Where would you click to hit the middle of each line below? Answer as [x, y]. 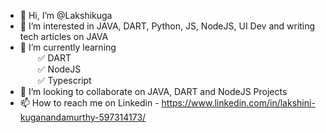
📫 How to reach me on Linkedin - [89, 103]
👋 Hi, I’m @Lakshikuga [66, 15]
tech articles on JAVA [64, 36]
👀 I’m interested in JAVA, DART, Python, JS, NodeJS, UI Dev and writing [167, 26]
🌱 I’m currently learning [68, 47]
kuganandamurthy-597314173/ [83, 117]
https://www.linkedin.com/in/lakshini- [238, 103]
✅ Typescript [64, 80]
